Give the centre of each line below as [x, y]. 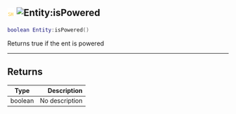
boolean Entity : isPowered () [48, 30]
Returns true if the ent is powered [56, 43]
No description [61, 101]
